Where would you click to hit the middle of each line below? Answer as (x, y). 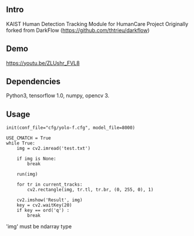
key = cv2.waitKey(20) (44, 205)
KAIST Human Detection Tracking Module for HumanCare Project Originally (97, 24)
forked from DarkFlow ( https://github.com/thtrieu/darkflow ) (78, 30)
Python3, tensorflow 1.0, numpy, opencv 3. (58, 96)
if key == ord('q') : (43, 211)
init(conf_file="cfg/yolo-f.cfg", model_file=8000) (71, 128)
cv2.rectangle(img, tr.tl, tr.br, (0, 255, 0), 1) (91, 190)
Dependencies (33, 82)
